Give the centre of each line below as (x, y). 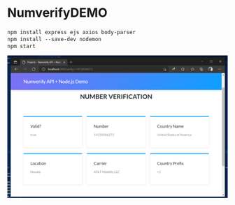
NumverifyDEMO (57, 13)
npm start (22, 46)
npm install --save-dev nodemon (54, 39)
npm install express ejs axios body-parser (72, 32)
